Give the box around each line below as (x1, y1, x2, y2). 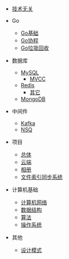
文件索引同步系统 (20, 174, 63, 180)
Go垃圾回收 (20, 44, 49, 51)
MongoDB (20, 95, 46, 103)
